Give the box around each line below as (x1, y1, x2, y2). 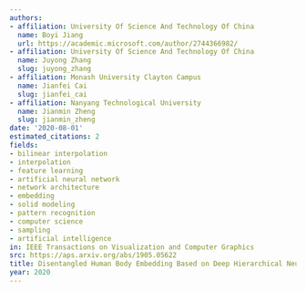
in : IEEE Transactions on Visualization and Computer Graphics (9, 243, 255, 252)
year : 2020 (9, 268, 51, 277)
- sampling (9, 225, 51, 234)
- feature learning (9, 166, 84, 175)
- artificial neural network (9, 174, 120, 183)
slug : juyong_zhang (17, 65, 92, 74)
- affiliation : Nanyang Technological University (9, 98, 202, 108)
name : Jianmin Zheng (17, 107, 96, 116)
